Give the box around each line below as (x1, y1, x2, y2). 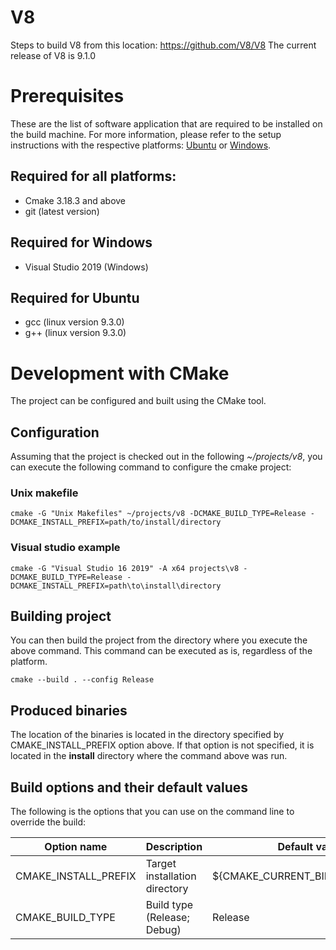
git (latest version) (24, 205, 100, 217)
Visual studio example (10, 541, 121, 555)
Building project (10, 608, 112, 625)
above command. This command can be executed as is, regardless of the (10, 645, 313, 657)
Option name (44, 840, 108, 854)
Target (145, 857, 177, 871)
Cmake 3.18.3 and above (24, 194, 127, 206)
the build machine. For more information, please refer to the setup (10, 128, 282, 140)
